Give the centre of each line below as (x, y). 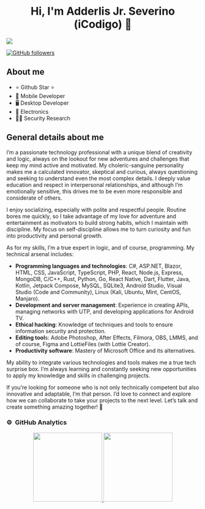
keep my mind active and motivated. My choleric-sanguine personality (95, 165)
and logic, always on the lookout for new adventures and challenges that (98, 159)
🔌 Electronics (32, 111)
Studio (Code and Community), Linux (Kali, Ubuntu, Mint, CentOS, (98, 292)
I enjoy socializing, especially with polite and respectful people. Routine (96, 209)
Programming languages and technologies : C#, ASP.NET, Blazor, (99, 266)
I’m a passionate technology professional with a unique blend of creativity (99, 152)
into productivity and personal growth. (54, 236)
